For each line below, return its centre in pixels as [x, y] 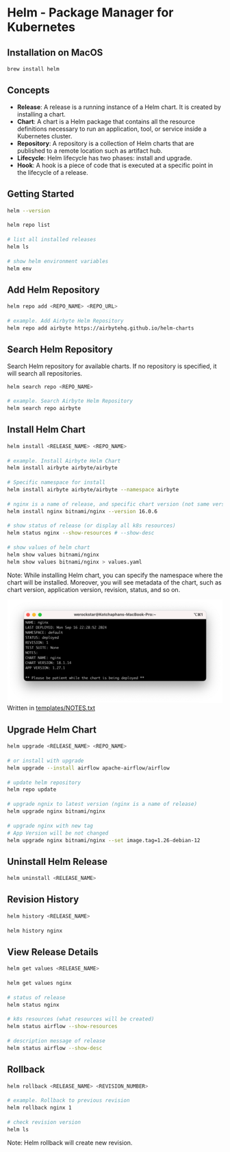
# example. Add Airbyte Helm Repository [66, 321]
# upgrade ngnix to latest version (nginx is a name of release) [102, 804]
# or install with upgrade [46, 761]
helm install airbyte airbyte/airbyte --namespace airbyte [93, 490]
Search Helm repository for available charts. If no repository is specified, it [112, 366]
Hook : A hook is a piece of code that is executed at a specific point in [115, 165]
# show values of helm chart [49, 548]
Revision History [43, 899]
